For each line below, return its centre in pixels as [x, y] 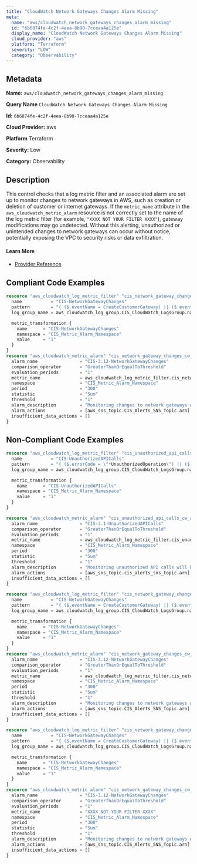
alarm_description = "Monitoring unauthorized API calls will [99, 567]
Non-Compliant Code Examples [65, 440]
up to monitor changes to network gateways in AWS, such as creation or [93, 200]
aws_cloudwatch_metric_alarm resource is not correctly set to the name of [95, 213]
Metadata [24, 79]
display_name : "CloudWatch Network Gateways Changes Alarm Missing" [97, 33]
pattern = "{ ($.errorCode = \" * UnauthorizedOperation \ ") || [97, 464]
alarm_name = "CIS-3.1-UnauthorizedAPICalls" [88, 523]
